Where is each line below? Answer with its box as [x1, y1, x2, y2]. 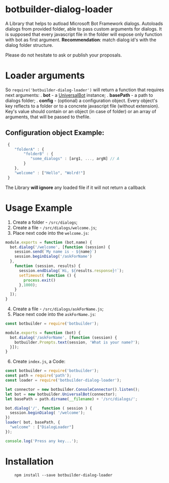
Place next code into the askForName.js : [12, 311, 96, 317]
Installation [5, 455, 54, 467]
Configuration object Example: [5, 128, 104, 137]
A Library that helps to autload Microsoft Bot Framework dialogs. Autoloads [5, 20, 163, 26]
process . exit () [23, 278, 56, 283]
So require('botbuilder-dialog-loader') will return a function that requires [5, 87, 164, 93]
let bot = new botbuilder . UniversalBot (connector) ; [5, 391, 117, 397]
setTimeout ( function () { [18, 273, 76, 278]
